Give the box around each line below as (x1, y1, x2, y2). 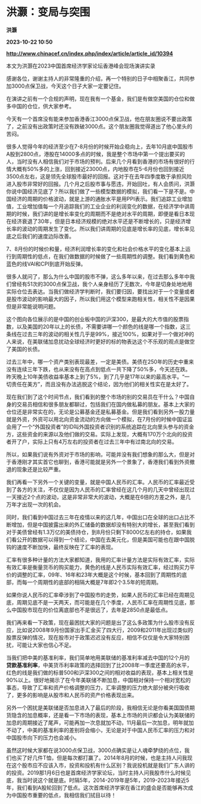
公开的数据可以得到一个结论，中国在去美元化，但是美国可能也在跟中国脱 (16, 536, 195, 543)
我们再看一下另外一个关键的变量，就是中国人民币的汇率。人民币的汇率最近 (6, 478, 190, 485)
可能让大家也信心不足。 (16, 641, 75, 649)
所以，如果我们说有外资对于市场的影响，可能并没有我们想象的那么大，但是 (6, 451, 190, 458)
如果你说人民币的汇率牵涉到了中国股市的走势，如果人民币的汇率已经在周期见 (6, 591, 195, 598)
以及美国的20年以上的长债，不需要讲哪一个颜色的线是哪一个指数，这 (16, 323, 186, 330)
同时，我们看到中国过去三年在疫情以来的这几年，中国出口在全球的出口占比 (6, 513, 190, 521)
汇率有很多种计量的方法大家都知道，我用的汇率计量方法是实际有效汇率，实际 (6, 556, 195, 563)
